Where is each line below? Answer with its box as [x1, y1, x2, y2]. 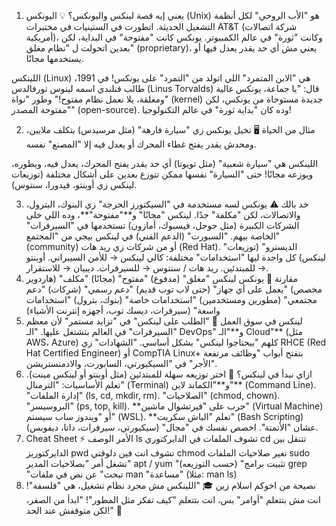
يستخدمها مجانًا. [25, 53, 84, 64]
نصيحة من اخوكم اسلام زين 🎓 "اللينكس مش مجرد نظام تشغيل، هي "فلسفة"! [25, 480, 317, 491]
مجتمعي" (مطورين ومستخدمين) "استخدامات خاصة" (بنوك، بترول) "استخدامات [25, 294, 318, 305]
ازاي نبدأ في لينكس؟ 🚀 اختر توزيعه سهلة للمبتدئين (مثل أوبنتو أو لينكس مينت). [25, 368, 313, 380]
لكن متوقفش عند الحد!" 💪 [25, 505, 123, 516]
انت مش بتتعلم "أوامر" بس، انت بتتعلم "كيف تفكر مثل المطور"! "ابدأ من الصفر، [25, 494, 321, 505]
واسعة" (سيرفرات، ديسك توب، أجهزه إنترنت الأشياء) [25, 305, 221, 316]
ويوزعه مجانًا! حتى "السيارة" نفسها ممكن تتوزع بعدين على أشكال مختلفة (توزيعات [11, 168, 314, 180]
